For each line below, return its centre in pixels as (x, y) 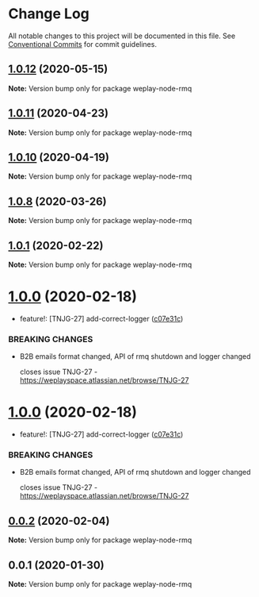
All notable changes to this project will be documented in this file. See (122, 36)
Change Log (49, 14)
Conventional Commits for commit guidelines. (82, 44)
